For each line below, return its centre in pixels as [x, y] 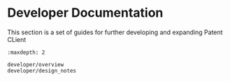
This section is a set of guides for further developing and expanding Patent [115, 32]
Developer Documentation [85, 13]
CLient [17, 39]
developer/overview [36, 64]
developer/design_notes [42, 71]
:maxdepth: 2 [26, 52]
